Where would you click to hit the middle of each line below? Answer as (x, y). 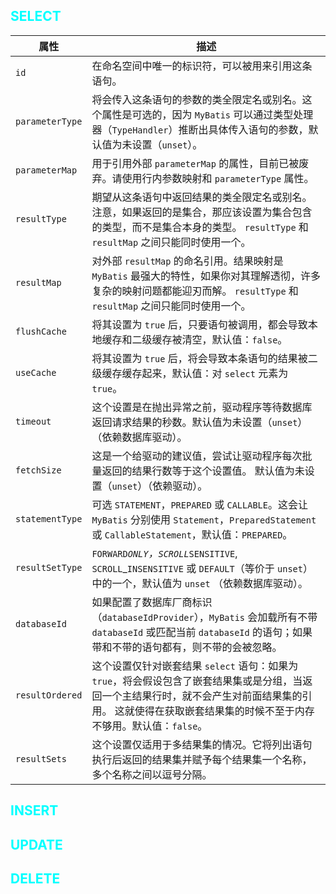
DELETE (35, 878)
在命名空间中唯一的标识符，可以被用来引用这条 (202, 66)
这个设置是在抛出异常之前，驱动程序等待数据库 (202, 407)
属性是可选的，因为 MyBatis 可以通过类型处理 (207, 114)
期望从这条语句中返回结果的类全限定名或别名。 (202, 197)
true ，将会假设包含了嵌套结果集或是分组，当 (197, 681)
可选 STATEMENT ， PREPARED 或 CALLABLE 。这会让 (199, 504)
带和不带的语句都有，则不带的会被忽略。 (187, 647)
